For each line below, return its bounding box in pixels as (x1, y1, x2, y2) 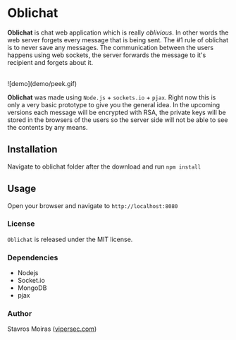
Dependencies (7, 253, 58, 262)
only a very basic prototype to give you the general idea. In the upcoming (7, 100, 221, 109)
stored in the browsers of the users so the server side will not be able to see (7, 115, 228, 124)
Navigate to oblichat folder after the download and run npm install (7, 162, 201, 171)
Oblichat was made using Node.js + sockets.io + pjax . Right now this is (7, 93, 216, 102)
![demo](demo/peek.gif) (7, 79, 77, 87)
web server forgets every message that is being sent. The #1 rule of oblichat (7, 35, 229, 44)
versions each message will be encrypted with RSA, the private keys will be (7, 108, 227, 116)
